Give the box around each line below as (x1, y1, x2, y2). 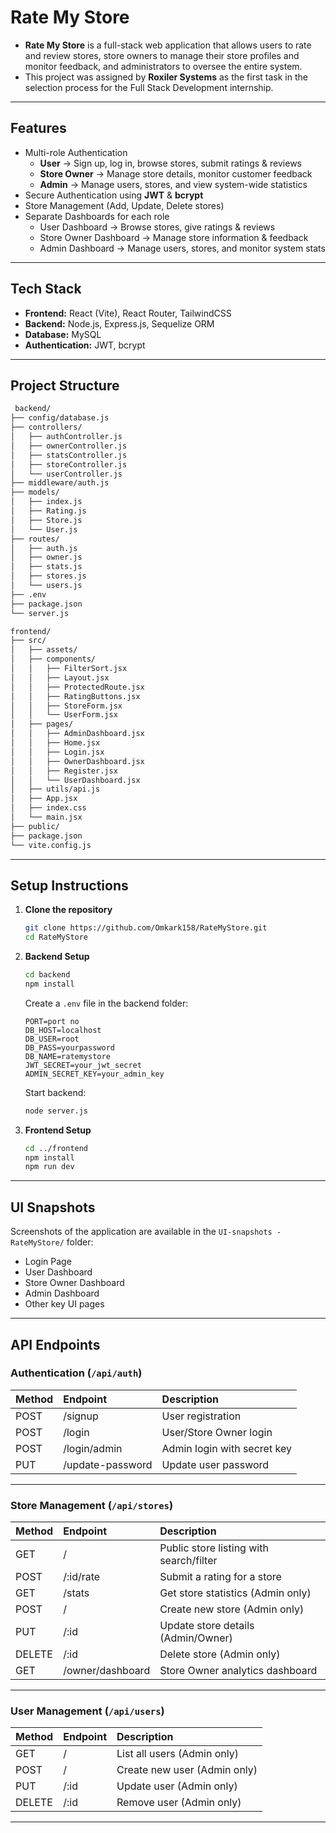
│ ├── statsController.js (10, 450, 128, 460)
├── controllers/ (10, 422, 83, 433)
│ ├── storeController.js (10, 459, 128, 470)
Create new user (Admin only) (116, 1763, 258, 1777)
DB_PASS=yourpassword (24, 1042, 115, 1053)
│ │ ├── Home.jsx (10, 738, 101, 748)
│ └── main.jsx (10, 812, 83, 822)
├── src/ (10, 636, 47, 646)
